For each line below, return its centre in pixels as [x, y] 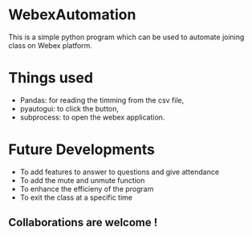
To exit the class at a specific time [76, 197]
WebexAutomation [72, 15]
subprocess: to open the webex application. [92, 117]
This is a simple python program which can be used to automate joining [126, 37]
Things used [51, 78]
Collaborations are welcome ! [83, 223]
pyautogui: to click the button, [69, 108]
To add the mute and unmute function [82, 180]
